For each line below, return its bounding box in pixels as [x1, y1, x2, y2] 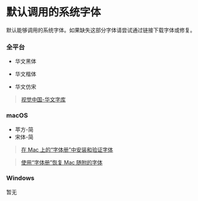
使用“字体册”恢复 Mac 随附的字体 [20, 158, 103, 166]
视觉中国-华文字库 [20, 96, 66, 103]
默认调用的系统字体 [6, 5, 101, 19]
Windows [6, 174, 35, 182]
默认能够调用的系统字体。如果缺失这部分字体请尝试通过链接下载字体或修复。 [6, 26, 196, 34]
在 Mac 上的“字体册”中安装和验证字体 [20, 146, 113, 153]
